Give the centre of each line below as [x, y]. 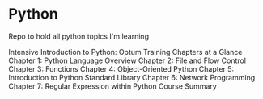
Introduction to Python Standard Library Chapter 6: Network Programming [132, 77]
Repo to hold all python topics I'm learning [79, 36]
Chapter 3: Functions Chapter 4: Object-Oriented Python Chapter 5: [121, 68]
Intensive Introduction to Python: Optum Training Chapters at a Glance [125, 52]
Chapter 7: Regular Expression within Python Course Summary [112, 86]
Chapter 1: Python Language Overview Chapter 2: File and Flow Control [127, 60]
